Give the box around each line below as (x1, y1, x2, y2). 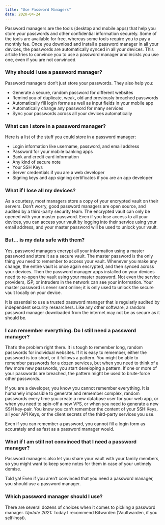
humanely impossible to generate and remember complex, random (5, 390, 140, 396)
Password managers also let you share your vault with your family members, (5, 456, 160, 462)
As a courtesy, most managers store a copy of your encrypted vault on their (5, 198, 159, 204)
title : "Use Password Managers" (5, 7, 71, 12)
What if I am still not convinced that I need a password (5, 438, 137, 445)
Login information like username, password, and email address (12, 144, 139, 149)
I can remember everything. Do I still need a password (5, 327, 137, 334)
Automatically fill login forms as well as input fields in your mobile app (12, 100, 154, 106)
